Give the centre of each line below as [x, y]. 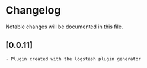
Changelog [33, 10]
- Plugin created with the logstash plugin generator [73, 59]
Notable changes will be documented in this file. [64, 27]
